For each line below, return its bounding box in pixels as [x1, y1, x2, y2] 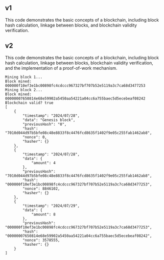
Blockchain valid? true [5, 100, 54, 105]
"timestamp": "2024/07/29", [23, 203, 80, 208]
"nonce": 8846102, [23, 186, 60, 191]
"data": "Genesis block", [23, 117, 76, 122]
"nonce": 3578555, [23, 237, 60, 242]
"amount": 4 [31, 160, 56, 165]
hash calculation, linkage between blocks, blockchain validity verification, [5, 60, 153, 66]
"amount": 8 [31, 212, 56, 217]
